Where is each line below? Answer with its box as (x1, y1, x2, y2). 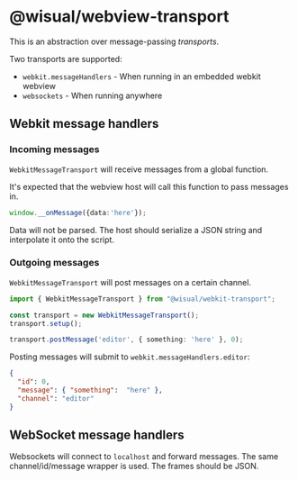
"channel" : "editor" (17, 394, 95, 403)
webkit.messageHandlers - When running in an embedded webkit (22, 70, 261, 82)
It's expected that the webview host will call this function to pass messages (9, 181, 289, 192)
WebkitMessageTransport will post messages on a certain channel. (9, 276, 252, 287)
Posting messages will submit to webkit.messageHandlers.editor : (9, 351, 250, 362)
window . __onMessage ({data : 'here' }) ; (9, 208, 147, 217)
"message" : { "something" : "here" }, (17, 385, 164, 395)
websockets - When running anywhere (22, 90, 163, 101)
